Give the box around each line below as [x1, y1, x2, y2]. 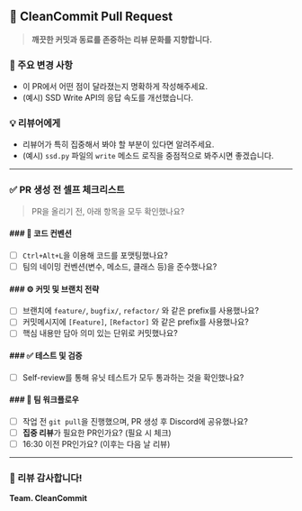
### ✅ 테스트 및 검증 [9, 351, 83, 361]
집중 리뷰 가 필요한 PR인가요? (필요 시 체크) [22, 427, 173, 438]
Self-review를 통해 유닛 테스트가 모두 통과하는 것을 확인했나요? [22, 371, 244, 383]
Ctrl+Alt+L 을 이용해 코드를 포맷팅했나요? [22, 250, 168, 260]
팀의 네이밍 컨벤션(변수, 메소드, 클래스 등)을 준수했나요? [22, 260, 218, 271]
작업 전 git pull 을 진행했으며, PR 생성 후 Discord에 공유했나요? [22, 415, 249, 426]
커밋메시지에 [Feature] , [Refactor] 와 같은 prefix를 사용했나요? [22, 316, 249, 327]
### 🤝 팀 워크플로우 [9, 394, 79, 406]
